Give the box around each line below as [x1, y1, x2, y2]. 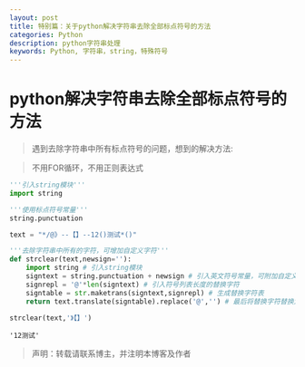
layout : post [9, 13, 59, 23]
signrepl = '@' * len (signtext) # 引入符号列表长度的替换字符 [25, 280, 241, 289]
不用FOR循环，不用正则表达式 [31, 162, 143, 173]
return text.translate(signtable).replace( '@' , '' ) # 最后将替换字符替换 [25, 296, 294, 306]
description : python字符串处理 [9, 38, 121, 48]
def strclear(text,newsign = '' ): [9, 255, 132, 264]
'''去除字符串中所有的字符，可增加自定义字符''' [9, 246, 170, 256]
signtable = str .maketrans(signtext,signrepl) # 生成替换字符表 [25, 288, 265, 297]
